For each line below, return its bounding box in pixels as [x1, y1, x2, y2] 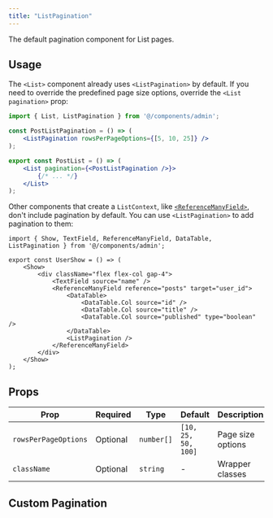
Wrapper [217, 459, 251, 470]
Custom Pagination [8, 496, 107, 510]
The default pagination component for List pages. [8, 34, 175, 44]
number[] [139, 435, 173, 444]
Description [217, 409, 264, 420]
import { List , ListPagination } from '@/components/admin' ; [8, 112, 220, 120]
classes [217, 468, 247, 480]
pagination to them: [8, 219, 74, 229]
